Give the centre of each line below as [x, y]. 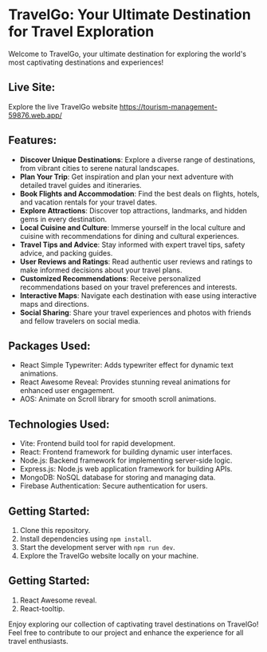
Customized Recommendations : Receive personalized [110, 278]
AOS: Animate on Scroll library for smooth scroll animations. [118, 399]
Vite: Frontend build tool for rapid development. [97, 443]
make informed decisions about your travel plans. [101, 270]
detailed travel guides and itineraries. [80, 185]
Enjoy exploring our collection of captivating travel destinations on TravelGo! [133, 624]
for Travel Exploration [81, 32]
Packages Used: [49, 346]
